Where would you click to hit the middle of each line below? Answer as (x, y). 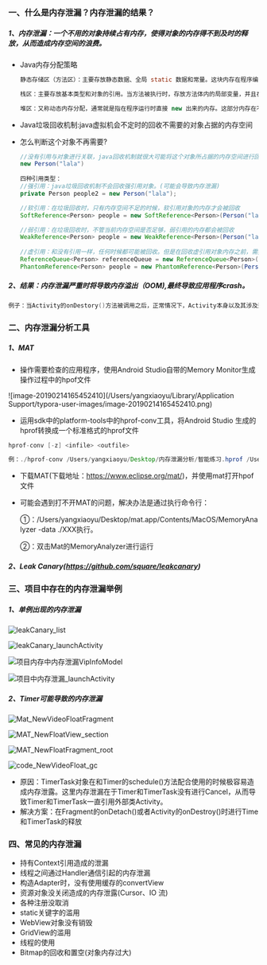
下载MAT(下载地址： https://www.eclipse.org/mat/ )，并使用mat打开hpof (137, 476)
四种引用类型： (41, 179)
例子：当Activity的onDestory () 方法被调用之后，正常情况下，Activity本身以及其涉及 (133, 305)
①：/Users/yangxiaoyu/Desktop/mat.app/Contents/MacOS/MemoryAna (139, 520)
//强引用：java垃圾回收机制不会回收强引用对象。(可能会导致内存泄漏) (120, 186)
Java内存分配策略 (48, 64)
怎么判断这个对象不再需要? (63, 142)
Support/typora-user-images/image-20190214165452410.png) (110, 404)
